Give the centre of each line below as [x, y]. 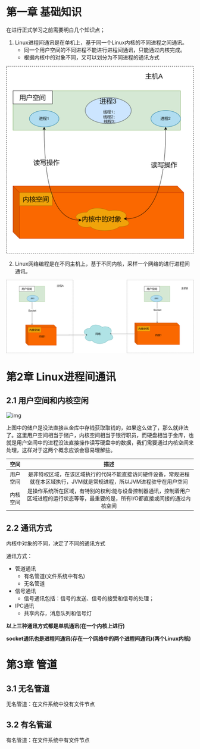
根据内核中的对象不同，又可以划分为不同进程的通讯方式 [91, 57]
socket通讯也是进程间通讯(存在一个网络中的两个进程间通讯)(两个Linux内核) [99, 639]
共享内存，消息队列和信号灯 [58, 613]
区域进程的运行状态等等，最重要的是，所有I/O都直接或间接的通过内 [109, 498]
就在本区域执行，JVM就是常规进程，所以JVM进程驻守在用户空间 [109, 481]
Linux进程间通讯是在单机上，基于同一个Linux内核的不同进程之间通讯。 [101, 42]
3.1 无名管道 [28, 689]
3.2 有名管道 [29, 724]
